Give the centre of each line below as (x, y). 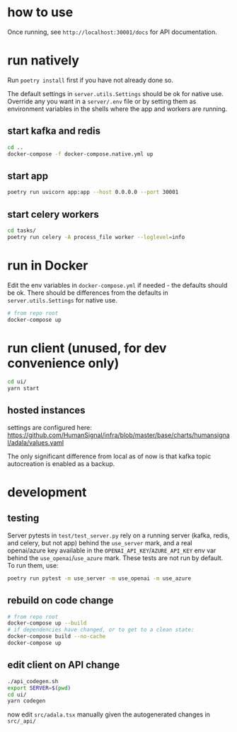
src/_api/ (22, 721)
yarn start (23, 389)
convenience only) (63, 363)
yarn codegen (27, 701)
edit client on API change (64, 665)
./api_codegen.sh (33, 681)
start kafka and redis (54, 131)
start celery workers (53, 214)
